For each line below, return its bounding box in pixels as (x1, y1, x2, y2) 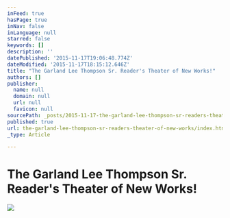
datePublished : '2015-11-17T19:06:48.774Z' (7, 55, 133, 62)
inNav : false (7, 23, 44, 29)
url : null (13, 99, 41, 106)
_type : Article (7, 131, 51, 138)
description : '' (7, 49, 53, 56)
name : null (13, 86, 44, 93)
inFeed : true (7, 10, 44, 17)
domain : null (13, 93, 51, 100)
